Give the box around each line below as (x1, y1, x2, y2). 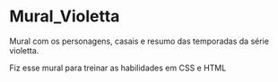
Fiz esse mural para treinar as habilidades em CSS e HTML (9, 62, 227, 73)
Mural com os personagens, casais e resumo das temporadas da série (9, 36, 269, 46)
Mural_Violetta (9, 6, 120, 27)
